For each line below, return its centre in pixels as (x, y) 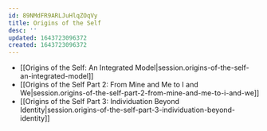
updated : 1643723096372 (48, 38)
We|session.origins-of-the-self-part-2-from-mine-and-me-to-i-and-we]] (139, 93)
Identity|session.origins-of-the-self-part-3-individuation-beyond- (128, 110)
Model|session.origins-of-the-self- (192, 67)
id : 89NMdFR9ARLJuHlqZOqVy (53, 15)
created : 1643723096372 (48, 45)
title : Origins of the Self (55, 23)
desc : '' (23, 30)
